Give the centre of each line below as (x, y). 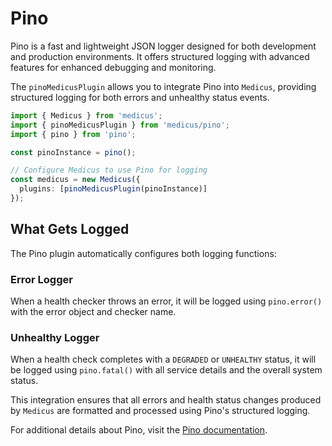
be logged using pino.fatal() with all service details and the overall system (166, 370)
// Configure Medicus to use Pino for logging (109, 170)
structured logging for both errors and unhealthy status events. (140, 97)
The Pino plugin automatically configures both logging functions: (143, 253)
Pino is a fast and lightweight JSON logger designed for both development (163, 46)
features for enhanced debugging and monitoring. (113, 67)
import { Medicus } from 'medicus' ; (86, 115)
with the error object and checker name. (93, 312)
